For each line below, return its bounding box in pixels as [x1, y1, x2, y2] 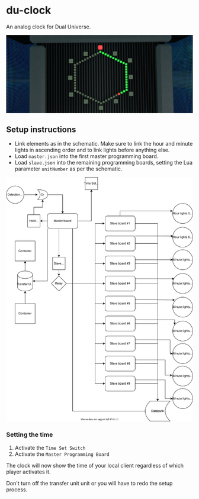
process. [6, 486, 28, 493]
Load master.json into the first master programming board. [14, 153, 159, 160]
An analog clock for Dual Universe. [6, 23, 91, 30]
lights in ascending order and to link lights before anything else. [14, 146, 170, 154]
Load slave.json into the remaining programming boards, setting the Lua [14, 159, 193, 166]
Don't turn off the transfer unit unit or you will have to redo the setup [6, 479, 173, 487]
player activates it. [6, 468, 52, 475]
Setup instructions [6, 124, 76, 134]
